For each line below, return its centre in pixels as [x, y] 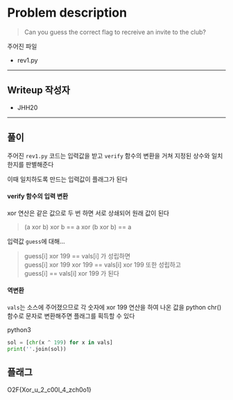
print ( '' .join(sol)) [37, 349]
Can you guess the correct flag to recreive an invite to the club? [115, 32]
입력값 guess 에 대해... [36, 241]
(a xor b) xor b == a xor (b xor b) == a [78, 226]
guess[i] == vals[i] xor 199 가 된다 [72, 273]
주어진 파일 [22, 46]
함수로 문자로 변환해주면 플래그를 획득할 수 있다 [71, 316]
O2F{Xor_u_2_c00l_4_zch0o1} [50, 390]
